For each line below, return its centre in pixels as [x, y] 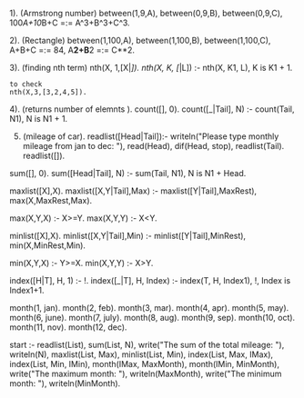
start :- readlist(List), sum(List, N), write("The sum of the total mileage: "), [147, 345]
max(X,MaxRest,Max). [51, 200]
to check [26, 85]
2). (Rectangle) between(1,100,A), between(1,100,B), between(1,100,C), [140, 40]
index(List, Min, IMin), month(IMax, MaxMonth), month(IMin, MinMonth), [145, 364]
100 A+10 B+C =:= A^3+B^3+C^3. [70, 23]
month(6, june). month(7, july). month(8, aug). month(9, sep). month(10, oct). [152, 318]
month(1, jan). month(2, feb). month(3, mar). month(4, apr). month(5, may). [149, 308]
